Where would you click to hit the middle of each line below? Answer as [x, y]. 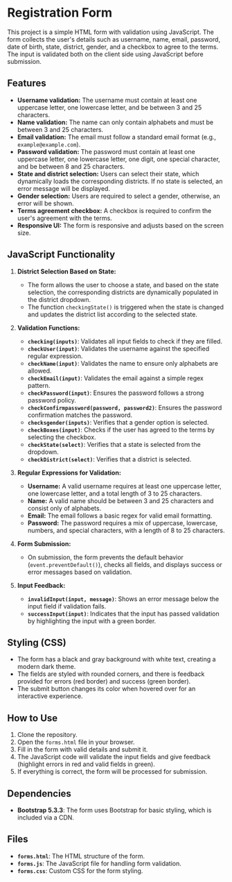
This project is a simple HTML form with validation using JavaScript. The [111, 32]
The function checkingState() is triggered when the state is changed [125, 307]
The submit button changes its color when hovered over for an [106, 689]
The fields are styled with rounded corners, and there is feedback [111, 674]
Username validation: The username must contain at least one [107, 100]
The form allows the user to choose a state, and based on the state [123, 285]
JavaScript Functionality [61, 255]
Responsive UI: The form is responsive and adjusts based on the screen [120, 225]
